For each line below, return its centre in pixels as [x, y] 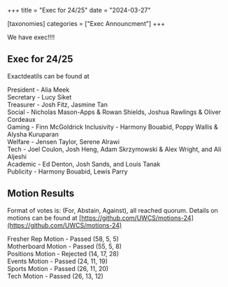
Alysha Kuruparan [33, 134]
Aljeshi [17, 156]
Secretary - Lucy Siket [40, 97]
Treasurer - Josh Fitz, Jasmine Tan [58, 104]
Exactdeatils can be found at [48, 76]
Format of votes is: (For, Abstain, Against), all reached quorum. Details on [113, 210]
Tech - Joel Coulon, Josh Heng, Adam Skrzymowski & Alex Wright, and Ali [114, 149]
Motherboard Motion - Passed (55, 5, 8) [65, 246]
